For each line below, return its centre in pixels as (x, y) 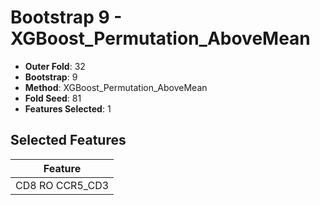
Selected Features (68, 140)
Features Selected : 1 (68, 108)
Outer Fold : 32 (55, 66)
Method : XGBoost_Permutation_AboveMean (116, 87)
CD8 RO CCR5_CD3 (62, 185)
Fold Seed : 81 (53, 98)
